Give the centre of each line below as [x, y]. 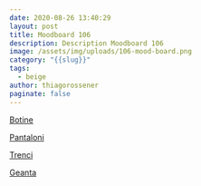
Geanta [23, 172]
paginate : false [40, 93]
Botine [21, 120]
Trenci [21, 154]
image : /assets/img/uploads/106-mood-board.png [101, 52]
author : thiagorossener [54, 85]
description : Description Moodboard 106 [87, 43]
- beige [32, 77]
